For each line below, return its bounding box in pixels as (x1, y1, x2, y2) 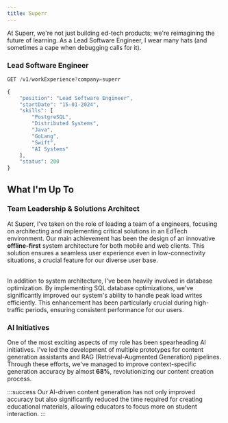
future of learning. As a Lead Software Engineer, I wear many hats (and (7, 36, 207, 44)
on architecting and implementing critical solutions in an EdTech (7, 227, 188, 235)
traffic (7, 305, 24, 313)
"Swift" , (31, 139, 57, 146)
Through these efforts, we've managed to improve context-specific (7, 360, 197, 368)
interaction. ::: (7, 410, 47, 418)
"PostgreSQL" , (31, 114, 72, 120)
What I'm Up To (7, 183, 74, 195)
